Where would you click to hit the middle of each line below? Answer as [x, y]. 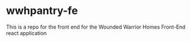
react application [26, 33]
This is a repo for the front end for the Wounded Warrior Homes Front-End [96, 27]
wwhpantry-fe [42, 11]
